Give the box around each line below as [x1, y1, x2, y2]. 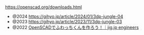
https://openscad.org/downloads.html [5, 4, 82, 10]
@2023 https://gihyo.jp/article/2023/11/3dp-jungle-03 [12, 19, 122, 24]
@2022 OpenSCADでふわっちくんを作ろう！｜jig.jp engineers [12, 24, 139, 30]
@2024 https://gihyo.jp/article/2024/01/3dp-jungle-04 [12, 14, 123, 19]
